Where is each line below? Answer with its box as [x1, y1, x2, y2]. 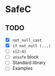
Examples [12, 65, 33, 71]
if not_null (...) [12, 44, 51, 49]
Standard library [12, 59, 46, 66]
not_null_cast [12, 38, 42, 43]
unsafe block [12, 54, 39, 60]
